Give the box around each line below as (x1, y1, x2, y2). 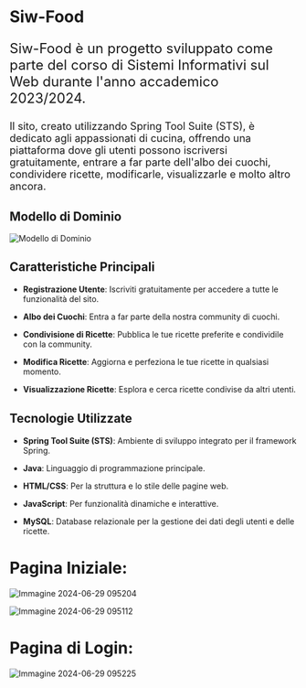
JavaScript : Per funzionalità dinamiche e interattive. (22, 498, 219, 509)
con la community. (22, 339, 93, 349)
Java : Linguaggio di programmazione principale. (22, 462, 206, 473)
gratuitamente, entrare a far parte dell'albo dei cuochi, (9, 156, 271, 169)
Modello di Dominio (9, 209, 121, 224)
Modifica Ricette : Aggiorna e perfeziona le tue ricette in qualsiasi (22, 357, 269, 368)
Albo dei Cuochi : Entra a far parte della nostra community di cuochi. (22, 311, 280, 322)
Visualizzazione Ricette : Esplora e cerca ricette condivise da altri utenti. (22, 384, 297, 395)
